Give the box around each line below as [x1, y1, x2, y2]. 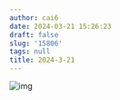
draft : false [9, 30, 59, 39]
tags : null [9, 47, 51, 56]
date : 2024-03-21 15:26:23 [9, 22, 112, 31]
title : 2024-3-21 [9, 55, 75, 65]
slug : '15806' [9, 38, 64, 48]
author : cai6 [9, 13, 59, 23]
